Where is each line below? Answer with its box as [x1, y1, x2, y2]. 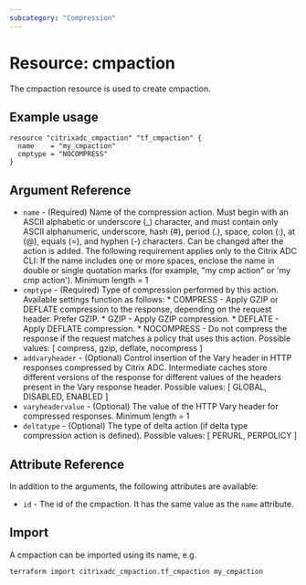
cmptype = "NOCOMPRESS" [17, 150, 108, 159]
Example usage [9, 109, 99, 124]
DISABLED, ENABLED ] [22, 391, 109, 402]
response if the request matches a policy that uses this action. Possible [22, 333, 291, 344]
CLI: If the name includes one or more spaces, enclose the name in [22, 255, 275, 266]
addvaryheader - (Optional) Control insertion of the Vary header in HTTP [22, 353, 292, 364]
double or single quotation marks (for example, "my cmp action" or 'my [22, 265, 290, 276]
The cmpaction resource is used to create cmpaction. [9, 83, 212, 94]
